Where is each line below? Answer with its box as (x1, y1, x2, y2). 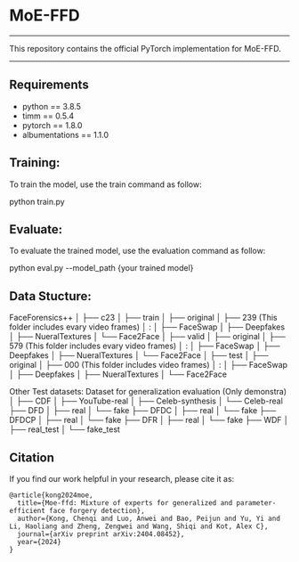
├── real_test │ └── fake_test (9, 424, 120, 435)
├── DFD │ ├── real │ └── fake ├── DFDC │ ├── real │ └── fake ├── (9, 405, 277, 416)
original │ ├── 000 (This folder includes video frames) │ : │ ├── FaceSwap (9, 360, 287, 371)
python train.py (9, 196, 65, 207)
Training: (9, 155, 61, 170)
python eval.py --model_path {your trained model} (9, 263, 194, 273)
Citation (9, 450, 55, 465)
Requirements (9, 77, 89, 93)
